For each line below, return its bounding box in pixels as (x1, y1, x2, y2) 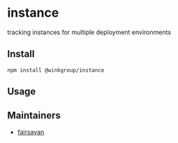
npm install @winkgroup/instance (7, 66, 105, 74)
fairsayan (17, 128, 45, 136)
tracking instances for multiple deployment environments (7, 28, 172, 36)
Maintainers (7, 110, 61, 121)
